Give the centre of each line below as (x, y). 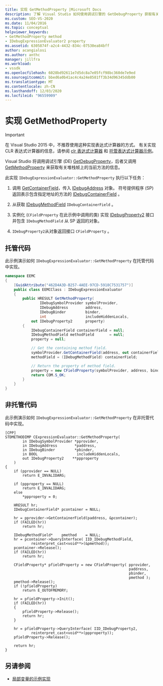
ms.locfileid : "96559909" (31, 95)
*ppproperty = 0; (40, 497)
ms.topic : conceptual (27, 28)
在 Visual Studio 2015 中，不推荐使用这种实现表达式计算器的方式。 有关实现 (81, 145)
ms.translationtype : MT (29, 82)
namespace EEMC (20, 276)
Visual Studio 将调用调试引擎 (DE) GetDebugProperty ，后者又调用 (71, 162)
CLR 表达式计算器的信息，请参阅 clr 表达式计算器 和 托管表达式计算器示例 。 (81, 151)
